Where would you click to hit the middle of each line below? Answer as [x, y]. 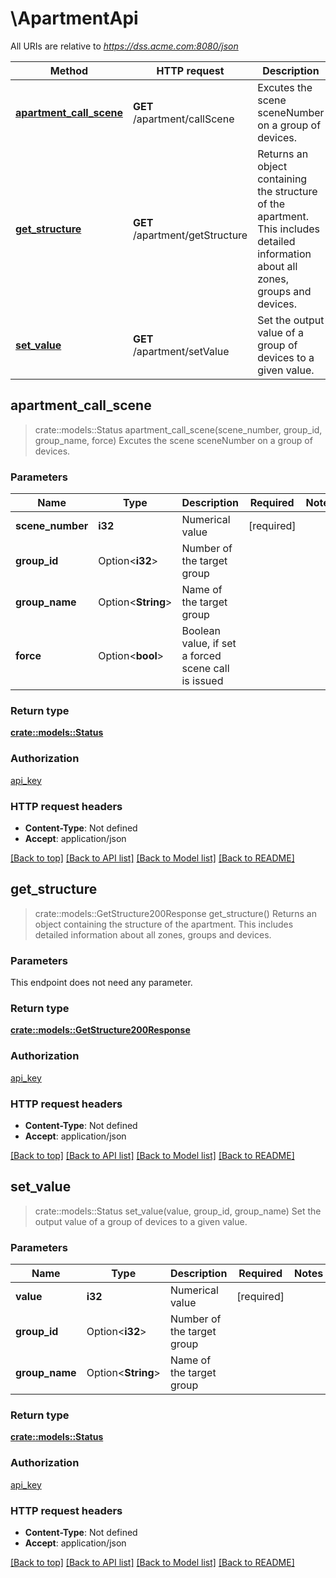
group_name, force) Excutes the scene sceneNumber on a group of [173, 440]
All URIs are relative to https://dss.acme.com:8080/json [124, 46]
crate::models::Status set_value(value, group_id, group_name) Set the [178, 1211]
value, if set [209, 644]
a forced [201, 656]
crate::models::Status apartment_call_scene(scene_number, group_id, [178, 429]
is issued [202, 681]
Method [69, 70]
